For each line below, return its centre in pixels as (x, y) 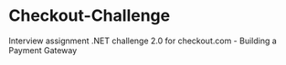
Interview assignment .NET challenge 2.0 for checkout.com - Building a (143, 41)
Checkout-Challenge (90, 16)
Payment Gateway (43, 50)
